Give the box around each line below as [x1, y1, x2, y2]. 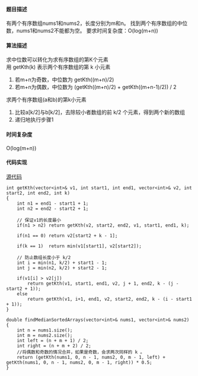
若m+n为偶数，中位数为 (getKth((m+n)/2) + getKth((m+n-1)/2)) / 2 [14, 84, 177, 91]
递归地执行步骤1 [14, 116, 54, 123]
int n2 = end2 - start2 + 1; [17, 205, 89, 212]
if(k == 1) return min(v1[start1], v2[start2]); [17, 243, 142, 249]
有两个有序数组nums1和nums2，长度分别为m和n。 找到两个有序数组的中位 [6, 20, 188, 27]
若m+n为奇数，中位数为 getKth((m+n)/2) [14, 76, 114, 83]
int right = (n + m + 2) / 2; [17, 343, 92, 349]
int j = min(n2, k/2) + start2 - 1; [17, 265, 108, 271]
